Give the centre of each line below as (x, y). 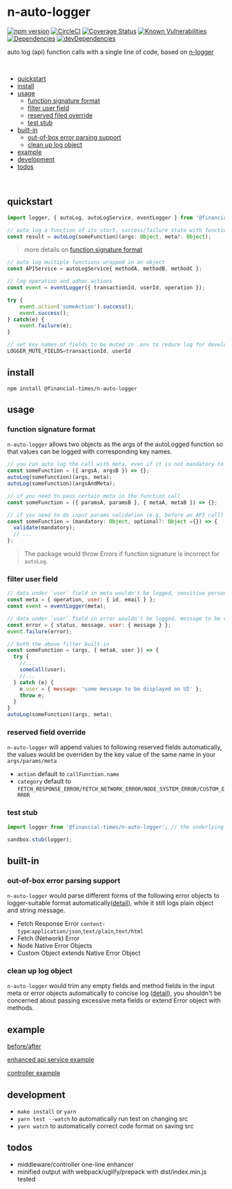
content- (93, 925)
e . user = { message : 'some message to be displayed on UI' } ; (111, 689)
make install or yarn (47, 1111)
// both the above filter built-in (58, 644)
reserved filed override (60, 115)
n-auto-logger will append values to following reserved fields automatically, (115, 747)
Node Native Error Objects (55, 946)
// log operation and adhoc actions (60, 281)
